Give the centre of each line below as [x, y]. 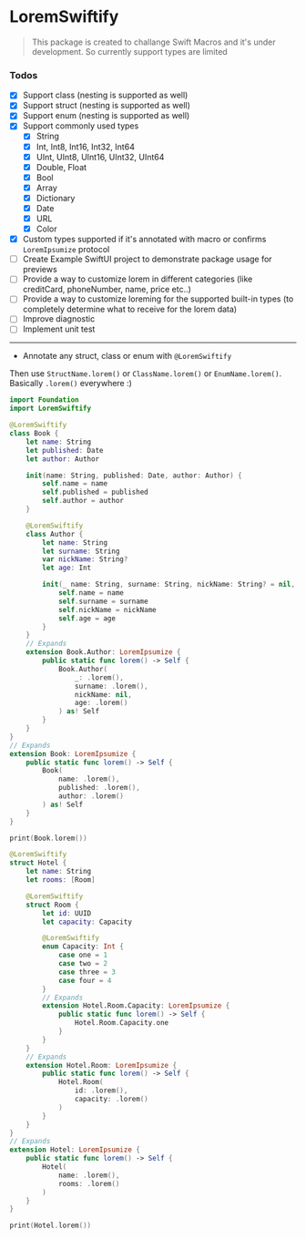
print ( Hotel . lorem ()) [51, 1226]
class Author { [55, 534]
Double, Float [61, 167]
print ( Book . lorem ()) [49, 838]
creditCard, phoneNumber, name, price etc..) [107, 290]
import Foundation [44, 400]
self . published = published [95, 492]
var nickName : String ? [85, 559]
